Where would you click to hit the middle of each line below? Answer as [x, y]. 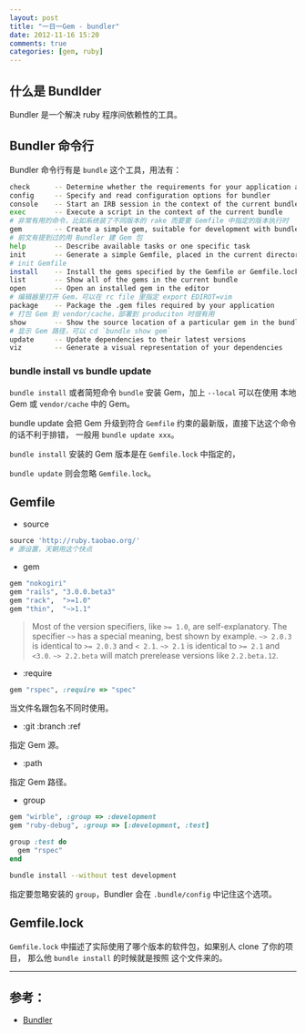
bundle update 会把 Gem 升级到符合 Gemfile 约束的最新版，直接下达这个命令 [153, 423]
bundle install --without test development [93, 875]
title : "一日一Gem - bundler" [65, 26]
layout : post [34, 18]
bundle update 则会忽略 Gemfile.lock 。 [83, 473]
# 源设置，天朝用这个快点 [51, 549]
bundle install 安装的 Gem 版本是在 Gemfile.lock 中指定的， [125, 454]
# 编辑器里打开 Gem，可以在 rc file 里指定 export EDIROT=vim [121, 297]
